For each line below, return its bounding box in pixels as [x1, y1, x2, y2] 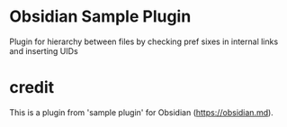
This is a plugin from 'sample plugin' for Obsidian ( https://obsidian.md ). [9, 106, 274, 118]
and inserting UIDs [9, 45, 78, 56]
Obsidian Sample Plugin [9, 6, 192, 27]
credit [9, 77, 55, 98]
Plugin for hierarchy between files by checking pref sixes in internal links [9, 36, 279, 47]
